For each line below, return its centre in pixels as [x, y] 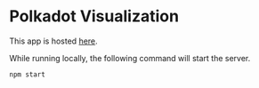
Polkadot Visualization [94, 16]
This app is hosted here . [53, 41]
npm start [28, 74]
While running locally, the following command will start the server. [130, 58]
